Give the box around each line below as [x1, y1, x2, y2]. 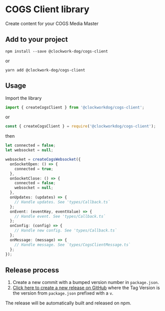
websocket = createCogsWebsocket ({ [5, 157, 81, 162]
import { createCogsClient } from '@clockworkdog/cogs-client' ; [5, 105, 145, 110]
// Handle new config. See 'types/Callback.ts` [14, 228, 117, 233]
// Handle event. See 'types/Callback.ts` [14, 214, 106, 219]
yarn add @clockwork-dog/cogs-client [5, 67, 86, 72]
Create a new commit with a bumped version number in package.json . [12, 279, 159, 286]
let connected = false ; [5, 143, 56, 148]
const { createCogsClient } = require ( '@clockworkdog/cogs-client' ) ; [5, 124, 156, 129]
